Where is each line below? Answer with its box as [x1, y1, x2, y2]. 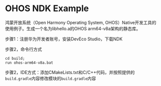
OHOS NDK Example [5, 3, 89, 14]
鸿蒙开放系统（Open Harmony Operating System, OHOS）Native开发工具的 [5, 19, 157, 25]
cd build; [5, 56, 25, 61]
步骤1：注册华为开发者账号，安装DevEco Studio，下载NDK [5, 36, 123, 42]
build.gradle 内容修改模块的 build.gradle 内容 [5, 75, 96, 81]
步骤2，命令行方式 [5, 46, 42, 52]
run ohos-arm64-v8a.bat [5, 60, 54, 65]
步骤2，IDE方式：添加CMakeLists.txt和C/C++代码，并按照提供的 [5, 69, 135, 75]
